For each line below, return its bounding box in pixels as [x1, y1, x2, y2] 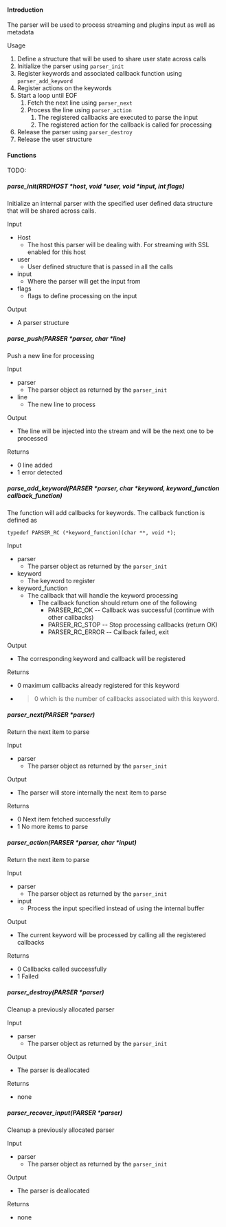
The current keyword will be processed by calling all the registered [16, 931, 206, 939]
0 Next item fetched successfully [16, 815, 111, 824]
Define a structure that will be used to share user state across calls [16, 55, 207, 63]
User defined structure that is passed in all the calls [27, 262, 173, 271]
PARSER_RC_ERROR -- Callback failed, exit [47, 628, 170, 636]
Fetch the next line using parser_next [27, 98, 133, 107]
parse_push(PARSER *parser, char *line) [7, 334, 126, 342]
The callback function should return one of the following [37, 599, 197, 607]
